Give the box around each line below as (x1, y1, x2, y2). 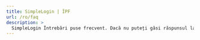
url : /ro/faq (6, 14, 39, 20)
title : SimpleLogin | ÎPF (6, 8, 70, 15)
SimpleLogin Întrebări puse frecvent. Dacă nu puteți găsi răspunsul (11, 25, 187, 31)
